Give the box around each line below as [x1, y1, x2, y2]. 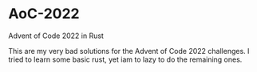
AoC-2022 [8, 5, 80, 23]
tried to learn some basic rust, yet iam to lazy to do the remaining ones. [8, 55, 243, 64]
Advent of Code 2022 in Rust [8, 31, 104, 40]
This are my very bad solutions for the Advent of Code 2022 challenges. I [8, 46, 250, 55]
